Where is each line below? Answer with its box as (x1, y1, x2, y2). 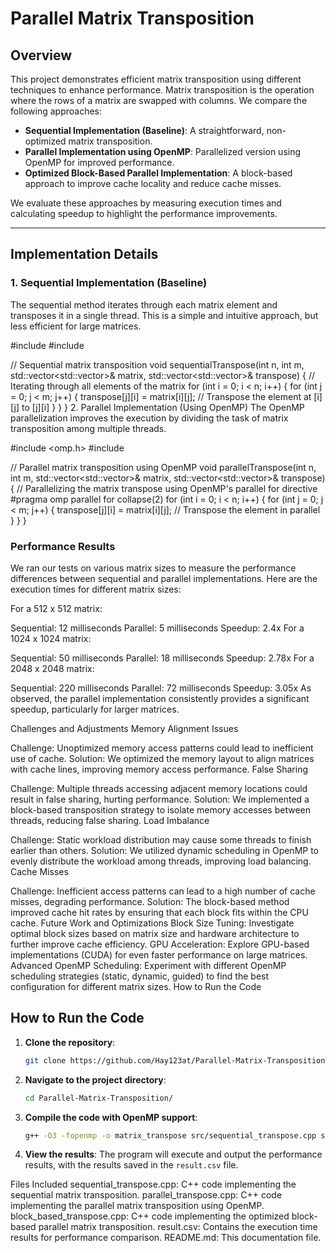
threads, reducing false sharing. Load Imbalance (10, 814, 210, 826)
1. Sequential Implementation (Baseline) (10, 276, 208, 290)
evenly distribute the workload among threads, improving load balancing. (10, 855, 312, 867)
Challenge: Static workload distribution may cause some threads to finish (10, 833, 312, 846)
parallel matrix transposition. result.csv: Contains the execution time (38, 1221, 318, 1233)
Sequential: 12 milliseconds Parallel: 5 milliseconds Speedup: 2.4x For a (10, 622, 305, 634)
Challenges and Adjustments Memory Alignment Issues (10, 722, 239, 734)
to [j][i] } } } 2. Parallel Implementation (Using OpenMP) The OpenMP (21, 401, 305, 413)
